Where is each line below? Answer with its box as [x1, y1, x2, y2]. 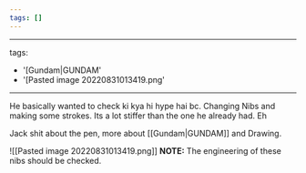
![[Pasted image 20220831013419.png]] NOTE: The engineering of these [9, 145, 282, 156]
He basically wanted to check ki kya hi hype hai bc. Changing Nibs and [9, 100, 276, 111]
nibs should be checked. [9, 155, 102, 166]
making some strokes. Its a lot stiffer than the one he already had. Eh [9, 110, 267, 121]
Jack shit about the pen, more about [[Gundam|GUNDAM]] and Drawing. [9, 127, 282, 138]
